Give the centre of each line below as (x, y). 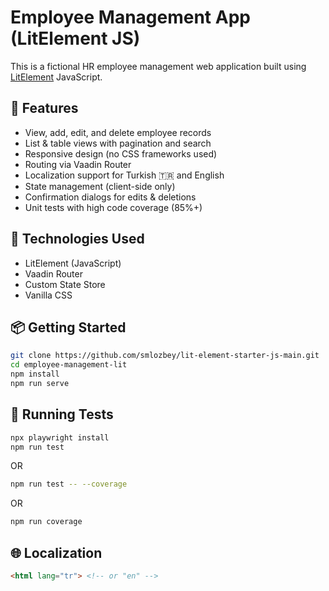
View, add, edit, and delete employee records (118, 132)
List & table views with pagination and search (118, 143)
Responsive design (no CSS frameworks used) (121, 153)
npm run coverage (46, 522)
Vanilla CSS (48, 295)
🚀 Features (44, 108)
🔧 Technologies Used (77, 239)
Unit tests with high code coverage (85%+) (113, 207)
